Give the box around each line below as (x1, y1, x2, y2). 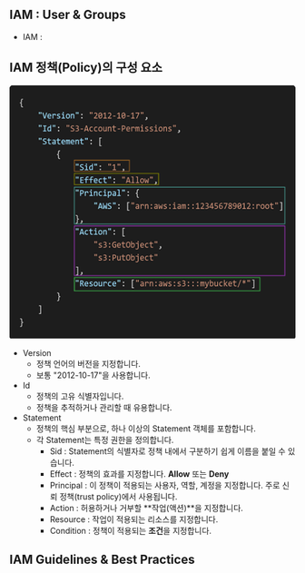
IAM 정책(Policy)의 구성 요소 (9, 60, 163, 75)
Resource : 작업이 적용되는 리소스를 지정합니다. (49, 513, 219, 525)
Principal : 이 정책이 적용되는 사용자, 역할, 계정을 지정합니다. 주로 (49, 479, 280, 490)
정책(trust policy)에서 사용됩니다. (59, 490, 178, 502)
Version (22, 347, 52, 358)
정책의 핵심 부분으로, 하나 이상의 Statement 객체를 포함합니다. (35, 422, 256, 434)
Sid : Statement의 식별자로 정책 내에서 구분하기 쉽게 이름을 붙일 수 (49, 445, 286, 457)
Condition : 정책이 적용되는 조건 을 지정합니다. (49, 525, 212, 536)
